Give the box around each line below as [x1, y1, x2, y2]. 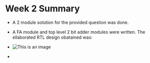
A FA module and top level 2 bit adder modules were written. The [12, 29, 146, 35]
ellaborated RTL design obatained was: [12, 34, 93, 40]
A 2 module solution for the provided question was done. [12, 19, 129, 25]
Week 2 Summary [5, 3, 80, 14]
